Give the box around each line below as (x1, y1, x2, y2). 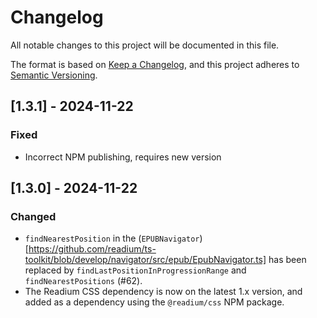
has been (268, 254, 307, 266)
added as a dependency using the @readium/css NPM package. (24, 296, 285, 308)
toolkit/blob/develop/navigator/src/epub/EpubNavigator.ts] (24, 254, 267, 266)
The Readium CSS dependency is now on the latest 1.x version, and (24, 286, 303, 298)
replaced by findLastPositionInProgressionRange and (24, 264, 247, 276)
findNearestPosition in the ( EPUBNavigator (24, 232, 200, 245)
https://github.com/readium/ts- (28, 243, 157, 255)
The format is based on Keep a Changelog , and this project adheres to (10, 58, 300, 70)
